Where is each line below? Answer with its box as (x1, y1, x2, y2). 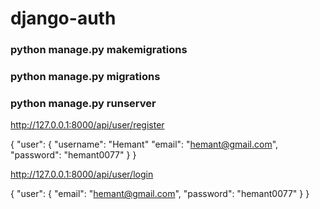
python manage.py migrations (10, 70, 161, 84)
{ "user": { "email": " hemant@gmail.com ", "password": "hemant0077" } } (10, 188, 310, 200)
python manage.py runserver (10, 96, 157, 110)
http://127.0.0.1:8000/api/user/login (10, 168, 154, 181)
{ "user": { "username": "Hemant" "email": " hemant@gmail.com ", (10, 138, 279, 151)
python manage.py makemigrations (10, 43, 188, 57)
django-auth (10, 7, 117, 30)
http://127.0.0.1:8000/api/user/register (10, 119, 165, 131)
